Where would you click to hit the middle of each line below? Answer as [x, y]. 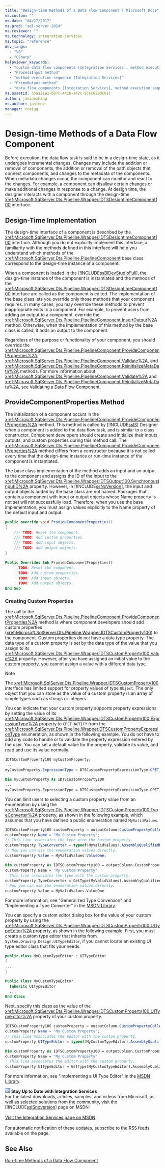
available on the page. [27, 1133]
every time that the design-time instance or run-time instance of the [74, 456]
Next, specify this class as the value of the [48, 1006]
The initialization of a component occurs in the [52, 414]
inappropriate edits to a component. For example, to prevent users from [77, 309]
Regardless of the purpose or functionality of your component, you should [80, 340]
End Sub [13, 589]
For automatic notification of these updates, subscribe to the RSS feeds [77, 1128]
